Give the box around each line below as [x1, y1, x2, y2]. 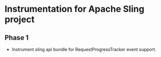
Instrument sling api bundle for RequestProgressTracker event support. [11, 47, 157, 52]
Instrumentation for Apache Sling [4, 3, 145, 15]
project [4, 14, 35, 25]
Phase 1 [4, 33, 29, 42]
